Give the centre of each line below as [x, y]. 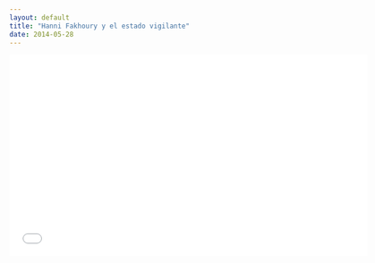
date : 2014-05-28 [42, 34]
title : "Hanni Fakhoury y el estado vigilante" [100, 26]
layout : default [39, 17]
